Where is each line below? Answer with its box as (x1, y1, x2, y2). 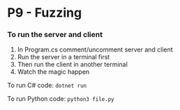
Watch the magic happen (17, 68, 90, 76)
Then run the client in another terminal (17, 61, 128, 69)
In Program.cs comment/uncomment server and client (17, 45, 173, 54)
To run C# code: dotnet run (7, 81, 87, 90)
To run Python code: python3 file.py (7, 95, 114, 103)
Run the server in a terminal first (17, 53, 110, 61)
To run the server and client (7, 30, 103, 40)
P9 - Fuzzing (7, 5, 82, 21)
